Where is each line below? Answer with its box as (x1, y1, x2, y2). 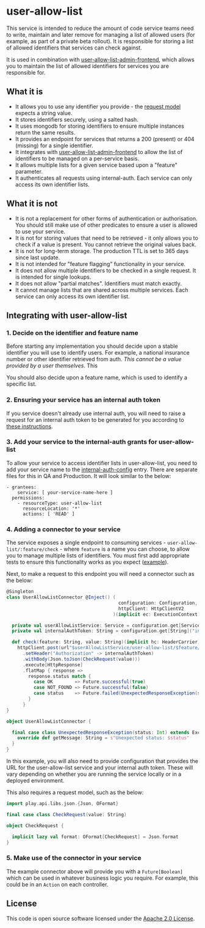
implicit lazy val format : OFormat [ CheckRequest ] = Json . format (12, 833, 179, 840)
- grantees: (6, 484, 37, 490)
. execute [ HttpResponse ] (22, 661, 84, 668)
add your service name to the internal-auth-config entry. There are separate (6, 466, 198, 473)
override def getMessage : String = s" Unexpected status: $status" (17, 735, 190, 741)
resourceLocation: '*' (22, 506, 81, 512)
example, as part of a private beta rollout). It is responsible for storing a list (6, 37, 194, 45)
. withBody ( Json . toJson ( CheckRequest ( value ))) (22, 656, 140, 662)
